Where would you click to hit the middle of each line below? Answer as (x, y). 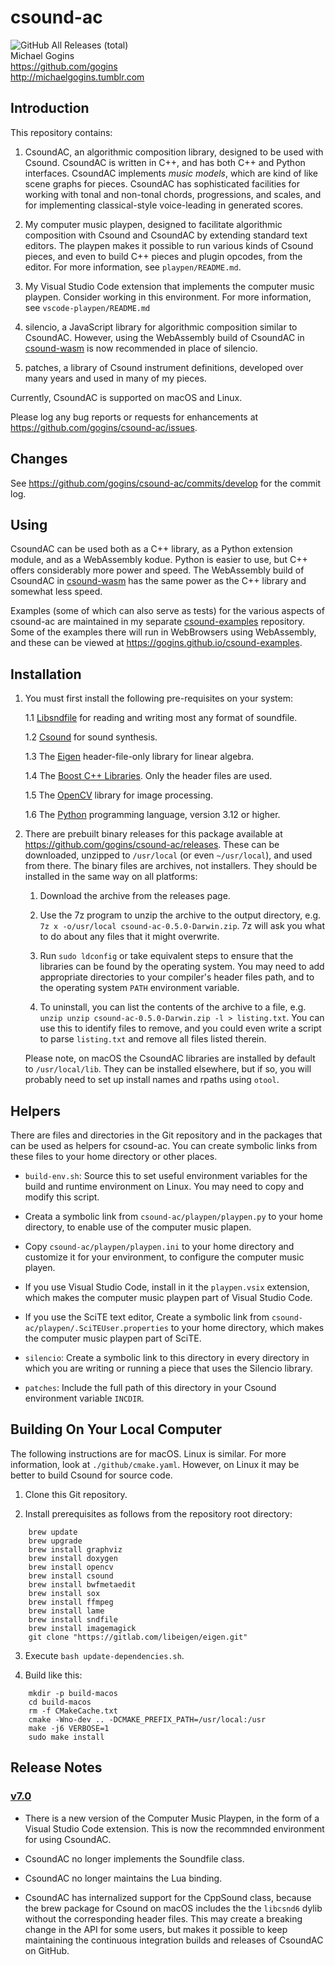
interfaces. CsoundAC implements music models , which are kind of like (171, 173)
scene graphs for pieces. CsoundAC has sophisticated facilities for (162, 183)
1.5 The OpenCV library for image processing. (119, 795)
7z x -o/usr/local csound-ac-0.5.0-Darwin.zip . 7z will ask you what (182, 926)
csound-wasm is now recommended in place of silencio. (141, 348)
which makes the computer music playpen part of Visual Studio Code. (168, 1297)
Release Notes (56, 1767)
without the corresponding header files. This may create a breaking (163, 1918)
